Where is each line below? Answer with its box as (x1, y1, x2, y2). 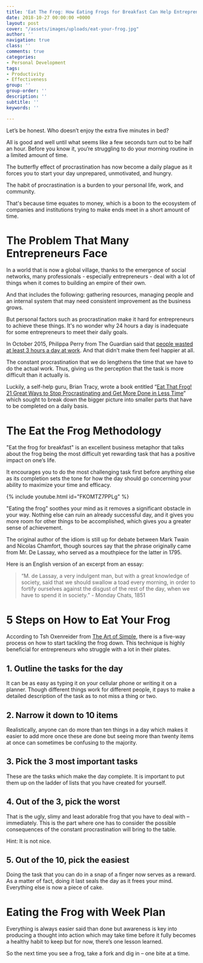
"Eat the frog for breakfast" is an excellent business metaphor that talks (6, 444, 184, 451)
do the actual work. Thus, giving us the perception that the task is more (6, 365, 184, 372)
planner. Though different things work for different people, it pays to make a (6, 686, 195, 693)
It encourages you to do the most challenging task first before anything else (6, 468, 195, 476)
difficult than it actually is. (6, 371, 71, 379)
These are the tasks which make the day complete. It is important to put (6, 773, 185, 780)
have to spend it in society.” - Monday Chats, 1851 (21, 592, 146, 599)
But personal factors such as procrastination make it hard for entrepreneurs (6, 316, 195, 323)
